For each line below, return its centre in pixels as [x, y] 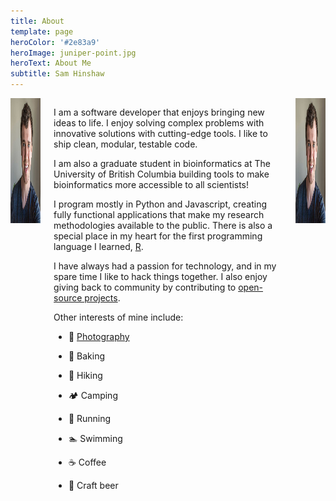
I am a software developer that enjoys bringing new [159, 112]
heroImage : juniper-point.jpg [73, 53]
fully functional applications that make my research [159, 214]
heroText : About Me [51, 63]
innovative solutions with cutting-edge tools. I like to [160, 133]
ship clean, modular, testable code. [125, 144]
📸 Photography [99, 336]
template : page [42, 31]
